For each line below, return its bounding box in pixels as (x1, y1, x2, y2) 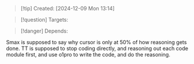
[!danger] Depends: (20, 27, 68, 34)
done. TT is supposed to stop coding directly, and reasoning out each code (6, 45, 189, 52)
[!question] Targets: (20, 16, 69, 23)
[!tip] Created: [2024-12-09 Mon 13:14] (20, 5, 115, 12)
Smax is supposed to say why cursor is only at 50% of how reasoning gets (6, 39, 187, 45)
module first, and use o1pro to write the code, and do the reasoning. (6, 51, 170, 58)
